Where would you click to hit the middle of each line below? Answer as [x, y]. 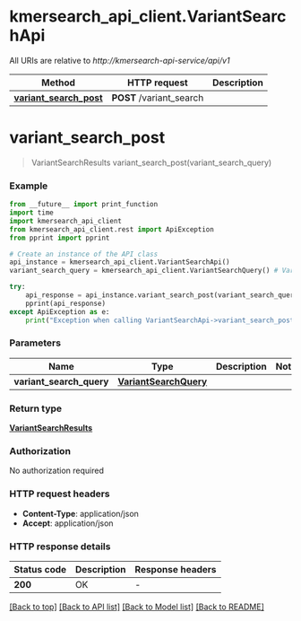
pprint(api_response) [65, 303]
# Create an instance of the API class [84, 254]
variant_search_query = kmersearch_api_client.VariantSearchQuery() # [144, 271]
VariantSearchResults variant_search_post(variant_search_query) [151, 162]
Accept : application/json [68, 523]
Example [29, 186]
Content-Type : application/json [80, 513]
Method [59, 83]
